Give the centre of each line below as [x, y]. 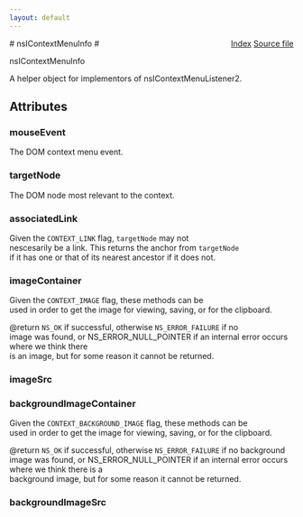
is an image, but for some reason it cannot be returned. [112, 356]
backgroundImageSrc [58, 503]
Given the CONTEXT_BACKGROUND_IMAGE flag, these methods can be [129, 423]
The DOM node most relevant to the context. [92, 195]
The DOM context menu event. [66, 152]
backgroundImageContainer [73, 404]
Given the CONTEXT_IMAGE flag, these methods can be [106, 300]
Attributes [38, 107]
